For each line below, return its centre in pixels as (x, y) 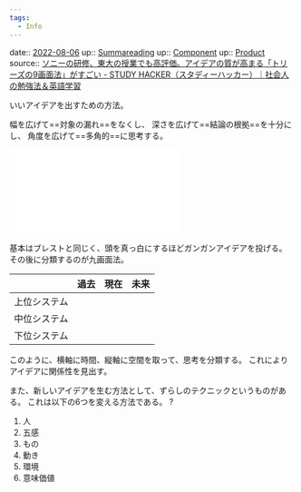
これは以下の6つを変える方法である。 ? (100, 401)
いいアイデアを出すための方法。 (69, 104)
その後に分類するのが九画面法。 (69, 259)
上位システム (41, 301)
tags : (19, 18)
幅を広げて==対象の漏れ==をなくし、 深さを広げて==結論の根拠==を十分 (147, 124)
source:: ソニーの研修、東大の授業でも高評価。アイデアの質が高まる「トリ (149, 63)
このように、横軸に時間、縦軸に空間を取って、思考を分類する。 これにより (149, 359)
